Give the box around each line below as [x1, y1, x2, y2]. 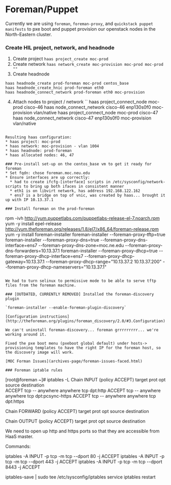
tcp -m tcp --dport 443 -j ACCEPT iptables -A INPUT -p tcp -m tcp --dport [5, 458, 162, 465]
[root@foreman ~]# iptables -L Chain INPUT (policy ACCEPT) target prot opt [5, 377, 166, 383]
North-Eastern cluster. [5, 31, 52, 37]
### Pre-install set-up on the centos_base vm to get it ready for [5, 162, 152, 167]
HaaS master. [5, 433, 34, 440]
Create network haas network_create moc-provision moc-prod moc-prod [12, 61, 163, 67]
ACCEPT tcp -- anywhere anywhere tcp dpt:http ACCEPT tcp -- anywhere [5, 387, 161, 394]
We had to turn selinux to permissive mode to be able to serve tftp [5, 278, 157, 284]
